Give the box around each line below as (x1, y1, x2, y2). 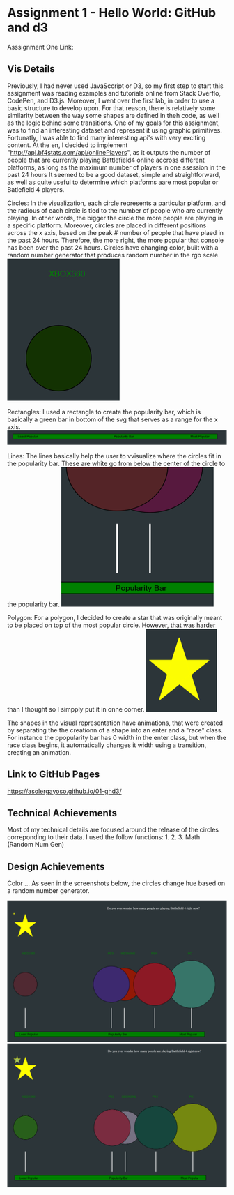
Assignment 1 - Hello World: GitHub (7, 5, 217, 21)
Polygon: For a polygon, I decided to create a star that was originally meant (7, 613, 223, 622)
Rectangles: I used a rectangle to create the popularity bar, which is (7, 407, 201, 416)
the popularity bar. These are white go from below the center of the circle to (7, 459, 225, 467)
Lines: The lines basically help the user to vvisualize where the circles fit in (7, 451, 221, 460)
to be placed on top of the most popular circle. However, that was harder (7, 621, 216, 629)
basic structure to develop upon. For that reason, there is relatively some (7, 103, 216, 112)
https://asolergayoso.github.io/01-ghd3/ (7, 787, 122, 795)
